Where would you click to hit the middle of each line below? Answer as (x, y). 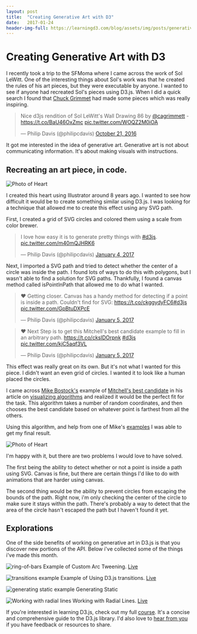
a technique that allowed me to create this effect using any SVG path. (90, 208)
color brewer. (22, 225)
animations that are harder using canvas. (55, 480)
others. (15, 416)
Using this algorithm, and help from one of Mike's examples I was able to (94, 427)
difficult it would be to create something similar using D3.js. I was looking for (98, 201)
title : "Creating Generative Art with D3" (60, 17)
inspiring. (17, 105)
